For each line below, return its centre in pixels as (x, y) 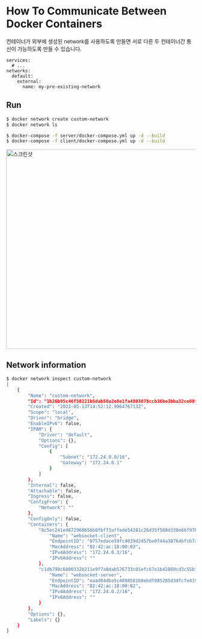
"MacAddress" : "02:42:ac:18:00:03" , (95, 547)
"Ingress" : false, (51, 496)
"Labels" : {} (44, 620)
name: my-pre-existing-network (61, 87)
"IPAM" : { (40, 429)
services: (19, 60)
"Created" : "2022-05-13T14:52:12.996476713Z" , (87, 407)
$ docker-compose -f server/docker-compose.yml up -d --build (86, 136)
